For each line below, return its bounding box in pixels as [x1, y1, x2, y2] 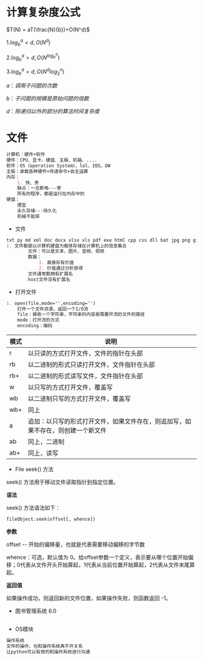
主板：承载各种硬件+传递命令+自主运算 [6, 168, 89, 174]
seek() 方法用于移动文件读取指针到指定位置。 [6, 478, 119, 486]
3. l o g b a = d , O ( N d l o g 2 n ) [6, 67, 65, 77]
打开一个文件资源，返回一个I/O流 [17, 306, 89, 312]
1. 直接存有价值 [38, 259, 74, 266]
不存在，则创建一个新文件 [34, 426, 107, 434]
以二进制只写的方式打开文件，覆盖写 [28, 394, 131, 403]
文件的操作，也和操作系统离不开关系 [6, 643, 83, 649]
